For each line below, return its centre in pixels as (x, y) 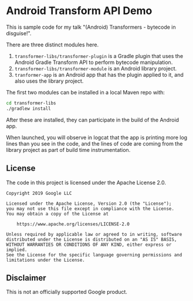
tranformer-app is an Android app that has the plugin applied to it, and (99, 75)
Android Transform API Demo (79, 11)
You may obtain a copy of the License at (57, 214)
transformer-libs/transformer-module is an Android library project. (96, 68)
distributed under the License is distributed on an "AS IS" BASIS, (92, 239)
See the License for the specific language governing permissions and (94, 255)
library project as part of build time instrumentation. (68, 150)
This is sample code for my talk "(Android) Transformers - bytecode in (91, 27)
